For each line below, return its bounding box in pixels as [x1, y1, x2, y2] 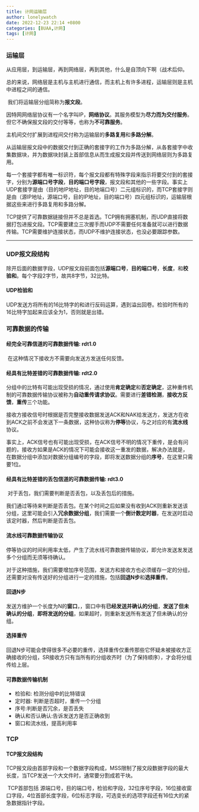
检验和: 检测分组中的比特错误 [14, 690, 86, 697]
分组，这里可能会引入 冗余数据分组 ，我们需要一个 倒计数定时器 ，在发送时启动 [6, 510, 193, 517]
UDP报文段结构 [6, 250, 50, 258]
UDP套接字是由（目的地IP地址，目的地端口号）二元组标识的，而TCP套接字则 [6, 186, 193, 193]
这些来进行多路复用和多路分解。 [11, 201, 89, 208]
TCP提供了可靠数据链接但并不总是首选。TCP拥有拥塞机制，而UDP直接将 [6, 213, 184, 220]
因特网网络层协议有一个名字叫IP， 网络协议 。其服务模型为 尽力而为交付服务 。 [6, 111, 192, 119]
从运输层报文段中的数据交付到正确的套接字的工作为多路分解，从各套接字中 [6, 143, 188, 151]
